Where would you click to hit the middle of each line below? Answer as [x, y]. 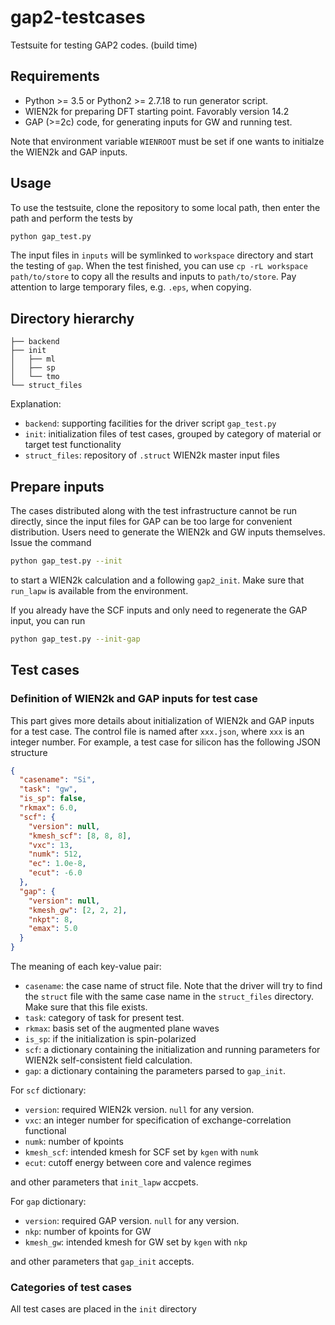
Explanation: [36, 404]
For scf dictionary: [48, 1090]
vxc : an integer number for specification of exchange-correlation [158, 1120]
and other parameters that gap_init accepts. [102, 1261]
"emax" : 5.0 [53, 929]
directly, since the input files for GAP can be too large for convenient [151, 522]
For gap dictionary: [48, 1201]
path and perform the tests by [71, 218]
